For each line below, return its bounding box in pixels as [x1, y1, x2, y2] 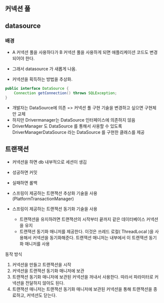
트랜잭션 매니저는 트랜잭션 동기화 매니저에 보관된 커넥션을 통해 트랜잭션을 [12, 286, 153, 292]
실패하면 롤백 [12, 179, 38, 185]
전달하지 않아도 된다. [25, 280, 65, 286]
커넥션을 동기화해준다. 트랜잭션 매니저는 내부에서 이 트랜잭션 [32, 234, 148, 240]
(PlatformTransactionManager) [12, 196, 74, 202]
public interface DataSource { [5, 86, 69, 91]
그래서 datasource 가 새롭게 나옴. [12, 66, 77, 72]
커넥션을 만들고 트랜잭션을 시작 [12, 261, 71, 267]
